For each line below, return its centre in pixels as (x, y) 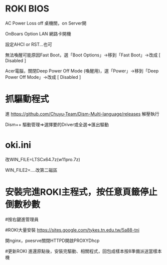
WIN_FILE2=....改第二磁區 (31, 170)
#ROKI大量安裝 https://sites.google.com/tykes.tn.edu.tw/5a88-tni (72, 230)
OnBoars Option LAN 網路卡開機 (38, 33)
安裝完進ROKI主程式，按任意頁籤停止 (81, 192)
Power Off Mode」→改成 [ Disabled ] (43, 77)
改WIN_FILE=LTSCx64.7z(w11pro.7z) (43, 159)
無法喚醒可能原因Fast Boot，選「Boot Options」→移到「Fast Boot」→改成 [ (83, 55)
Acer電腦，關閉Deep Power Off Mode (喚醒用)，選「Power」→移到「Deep (82, 71)
